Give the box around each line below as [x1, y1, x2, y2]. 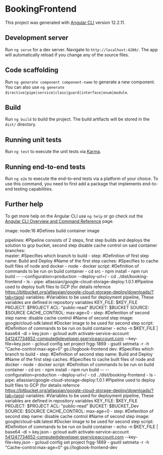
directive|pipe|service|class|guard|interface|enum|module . [5, 89, 128, 95]
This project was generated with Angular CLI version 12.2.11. [5, 20, 126, 25]
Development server [5, 34, 69, 42]
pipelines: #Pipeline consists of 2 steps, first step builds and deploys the [5, 237, 150, 243]
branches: [5, 247, 25, 253]
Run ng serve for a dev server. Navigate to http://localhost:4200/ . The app [5, 46, 158, 52]
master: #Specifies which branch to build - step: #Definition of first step [5, 253, 149, 258]
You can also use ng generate [5, 84, 65, 90]
